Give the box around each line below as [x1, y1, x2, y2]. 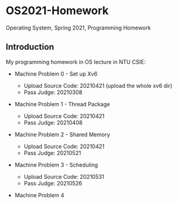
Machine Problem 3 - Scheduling [14, 161, 98, 168]
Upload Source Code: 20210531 [23, 173, 105, 180]
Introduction [6, 42, 55, 52]
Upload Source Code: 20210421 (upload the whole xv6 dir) [23, 82, 172, 89]
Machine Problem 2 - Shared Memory [14, 130, 110, 138]
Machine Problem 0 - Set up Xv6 [14, 70, 98, 77]
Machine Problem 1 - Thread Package [14, 100, 110, 108]
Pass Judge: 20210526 [23, 179, 82, 187]
